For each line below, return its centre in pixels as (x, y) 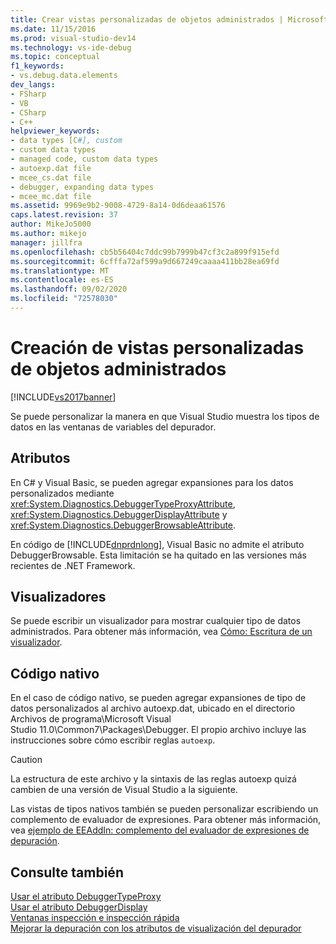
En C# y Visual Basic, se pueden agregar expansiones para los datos (152, 482)
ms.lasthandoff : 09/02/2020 (69, 289)
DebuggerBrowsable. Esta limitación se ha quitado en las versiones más (158, 555)
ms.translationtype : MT (60, 271)
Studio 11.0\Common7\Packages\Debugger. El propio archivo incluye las (158, 730)
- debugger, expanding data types (82, 187)
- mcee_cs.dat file (51, 177)
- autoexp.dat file (51, 168)
